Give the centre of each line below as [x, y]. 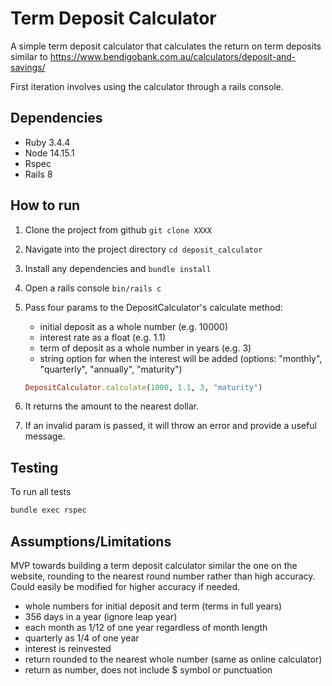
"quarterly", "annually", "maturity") [111, 369]
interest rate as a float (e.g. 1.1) [103, 337]
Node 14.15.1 [49, 153]
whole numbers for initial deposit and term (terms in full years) [153, 606]
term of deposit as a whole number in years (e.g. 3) [145, 348]
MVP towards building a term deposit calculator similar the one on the [154, 565]
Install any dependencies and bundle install [118, 268]
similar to [29, 56]
